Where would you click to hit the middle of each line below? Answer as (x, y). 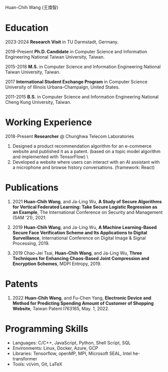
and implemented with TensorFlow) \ (50, 157)
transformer (25, 358)
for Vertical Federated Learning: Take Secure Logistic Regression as (85, 207)
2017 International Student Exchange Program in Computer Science (76, 81)
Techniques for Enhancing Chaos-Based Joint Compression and (81, 258)
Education (27, 28)
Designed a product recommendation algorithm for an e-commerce (82, 146)
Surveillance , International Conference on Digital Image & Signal (79, 238)
